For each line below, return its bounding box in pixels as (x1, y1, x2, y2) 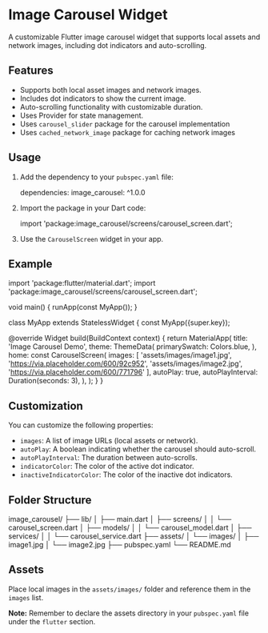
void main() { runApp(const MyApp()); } (8, 302, 138, 312)
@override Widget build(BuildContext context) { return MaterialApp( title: (8, 334, 248, 343)
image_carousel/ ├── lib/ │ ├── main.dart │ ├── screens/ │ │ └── (8, 515, 232, 523)
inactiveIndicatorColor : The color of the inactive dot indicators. (19, 470, 234, 479)
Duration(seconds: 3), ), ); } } (8, 376, 104, 386)
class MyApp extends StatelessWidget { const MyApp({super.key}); (8, 318, 230, 327)
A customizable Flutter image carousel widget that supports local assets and (8, 32, 261, 42)
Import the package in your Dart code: (19, 202, 146, 213)
